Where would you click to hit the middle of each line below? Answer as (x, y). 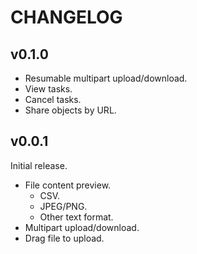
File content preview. (68, 185)
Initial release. (39, 165)
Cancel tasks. (53, 99)
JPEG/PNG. (63, 206)
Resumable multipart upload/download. (106, 78)
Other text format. (76, 217)
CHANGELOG (66, 17)
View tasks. (48, 89)
